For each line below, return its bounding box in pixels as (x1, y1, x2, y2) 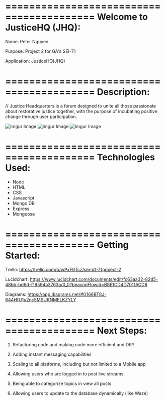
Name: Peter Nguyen (5, 38, 49, 44)
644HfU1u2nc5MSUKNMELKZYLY (5, 296, 76, 303)
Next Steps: (97, 325, 147, 336)
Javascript (12, 194, 35, 201)
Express (12, 206, 30, 212)
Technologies (97, 152, 155, 163)
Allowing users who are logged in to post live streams (12, 370, 124, 377)
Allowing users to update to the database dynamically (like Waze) (12, 390, 148, 396)
